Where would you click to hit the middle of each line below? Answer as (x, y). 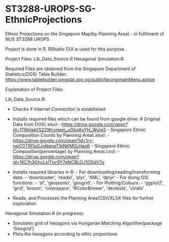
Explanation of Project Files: (35, 89)
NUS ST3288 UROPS (27, 39)
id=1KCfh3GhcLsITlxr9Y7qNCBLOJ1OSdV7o (58, 162)
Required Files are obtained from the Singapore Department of (71, 69)
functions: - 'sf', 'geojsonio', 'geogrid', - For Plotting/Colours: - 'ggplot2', (88, 183)
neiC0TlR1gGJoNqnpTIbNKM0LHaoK (51, 146)
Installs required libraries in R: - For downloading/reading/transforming (86, 172)
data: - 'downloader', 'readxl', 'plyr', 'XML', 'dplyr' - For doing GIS (80, 177)
